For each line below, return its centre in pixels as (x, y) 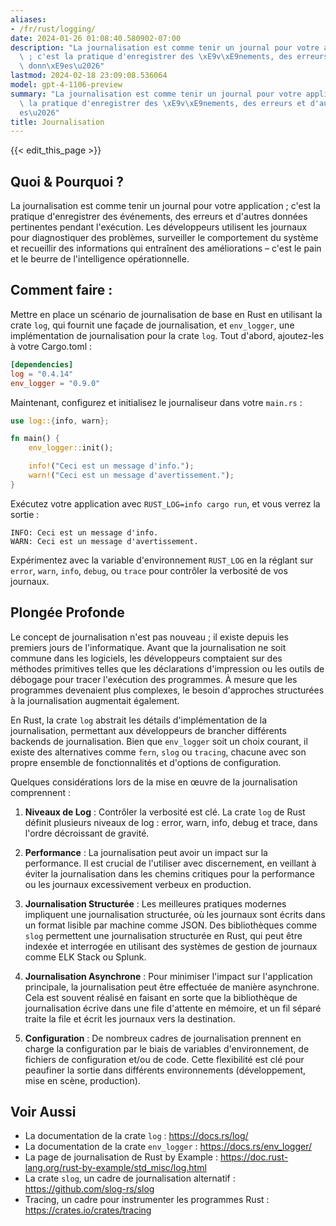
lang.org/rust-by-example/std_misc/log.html (115, 1168)
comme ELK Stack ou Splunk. (85, 957)
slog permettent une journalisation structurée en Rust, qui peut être (163, 935)
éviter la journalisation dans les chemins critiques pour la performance (170, 873)
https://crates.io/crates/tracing (88, 1210)
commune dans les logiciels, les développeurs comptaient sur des (146, 658)
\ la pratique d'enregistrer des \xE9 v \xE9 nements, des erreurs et (163, 103)
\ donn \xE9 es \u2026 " (62, 66)
